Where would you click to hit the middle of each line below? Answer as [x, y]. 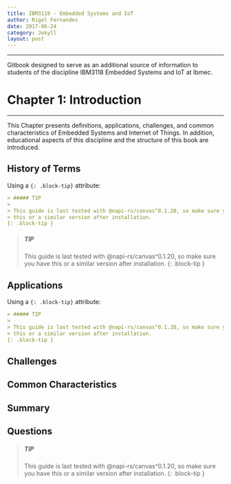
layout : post [26, 39]
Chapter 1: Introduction [75, 100]
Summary [29, 408]
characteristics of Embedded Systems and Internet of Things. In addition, [111, 133]
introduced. [23, 148]
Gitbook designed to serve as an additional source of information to [103, 65]
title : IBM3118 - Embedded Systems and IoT [70, 13]
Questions [30, 431]
